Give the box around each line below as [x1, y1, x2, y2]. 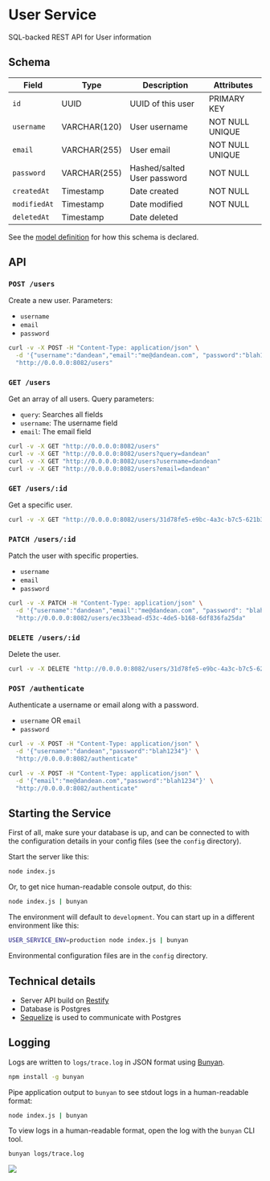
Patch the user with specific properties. [8, 551, 139, 560]
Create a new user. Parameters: [8, 296, 113, 306]
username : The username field [19, 418, 118, 428]
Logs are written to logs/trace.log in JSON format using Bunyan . [8, 1057, 225, 1067]
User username [129, 121, 188, 132]
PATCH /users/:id [8, 535, 76, 543]
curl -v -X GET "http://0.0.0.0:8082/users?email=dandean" [8, 465, 211, 473]
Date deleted [129, 211, 178, 223]
